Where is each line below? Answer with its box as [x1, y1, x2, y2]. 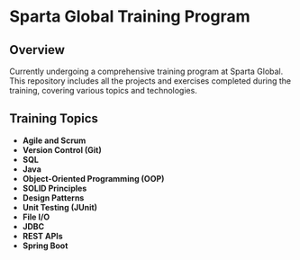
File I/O [22, 211, 50, 222]
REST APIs [22, 230, 63, 241]
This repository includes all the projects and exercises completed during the [9, 76, 292, 86]
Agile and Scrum [22, 135, 86, 146]
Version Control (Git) [22, 144, 102, 155]
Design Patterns [22, 192, 85, 203]
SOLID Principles [22, 183, 87, 193]
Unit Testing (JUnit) [22, 202, 97, 212]
